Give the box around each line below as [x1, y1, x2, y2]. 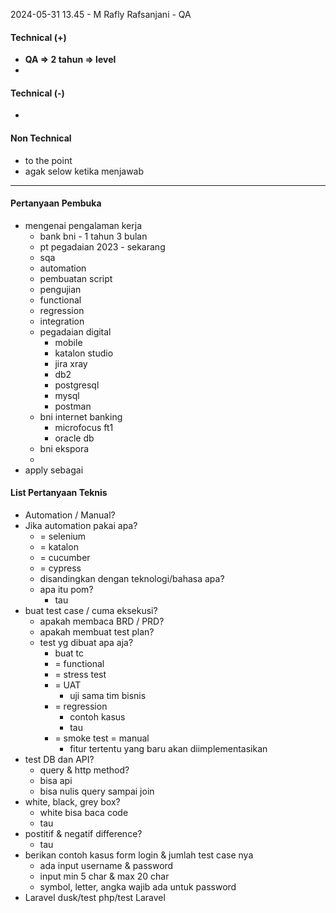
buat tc [54, 647, 85, 659]
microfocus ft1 [54, 421, 114, 433]
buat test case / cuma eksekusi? [24, 605, 158, 617]
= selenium [39, 530, 87, 543]
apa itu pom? [39, 584, 94, 596]
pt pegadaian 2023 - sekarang [39, 240, 166, 253]
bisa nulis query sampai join [39, 785, 155, 798]
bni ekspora [39, 442, 90, 454]
